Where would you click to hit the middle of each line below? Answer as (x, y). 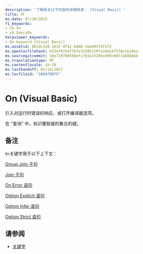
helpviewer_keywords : (27, 38)
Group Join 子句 (22, 164)
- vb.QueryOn (19, 33)
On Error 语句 (19, 185)
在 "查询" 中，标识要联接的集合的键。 (43, 123)
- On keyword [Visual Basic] (35, 42)
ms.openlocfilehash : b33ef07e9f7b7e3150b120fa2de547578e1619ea (72, 51)
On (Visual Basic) (41, 99)
